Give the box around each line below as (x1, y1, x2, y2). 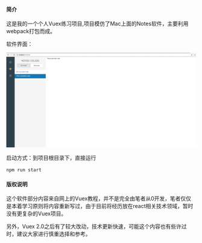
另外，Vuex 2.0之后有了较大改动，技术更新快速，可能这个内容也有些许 (6, 223, 182, 230)
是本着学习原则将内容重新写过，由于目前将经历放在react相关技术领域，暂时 (6, 203, 194, 210)
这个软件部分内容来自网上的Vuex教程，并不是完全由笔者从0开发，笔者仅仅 (6, 195, 192, 202)
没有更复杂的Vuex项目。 (6, 210, 67, 217)
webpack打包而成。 (6, 28, 56, 35)
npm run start (6, 166, 42, 173)
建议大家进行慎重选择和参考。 (16, 230, 91, 238)
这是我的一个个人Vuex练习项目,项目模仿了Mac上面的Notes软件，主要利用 (6, 20, 189, 27)
